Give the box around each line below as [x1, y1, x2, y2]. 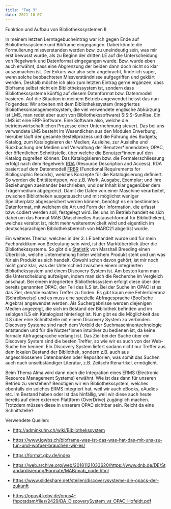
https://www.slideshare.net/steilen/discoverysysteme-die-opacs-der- [12, 477, 159, 484]
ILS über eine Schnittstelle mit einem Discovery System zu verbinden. [5, 316, 151, 322]
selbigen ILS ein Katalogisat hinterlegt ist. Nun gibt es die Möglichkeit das [5, 311, 159, 317]
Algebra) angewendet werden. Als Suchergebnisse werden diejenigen [5, 300, 152, 306]
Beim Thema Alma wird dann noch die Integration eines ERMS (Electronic [5, 370, 159, 376]
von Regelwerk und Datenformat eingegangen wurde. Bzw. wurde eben [5, 58, 155, 64]
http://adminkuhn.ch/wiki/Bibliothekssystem [12, 427, 105, 433]
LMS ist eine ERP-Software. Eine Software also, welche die [5, 117, 128, 123]
